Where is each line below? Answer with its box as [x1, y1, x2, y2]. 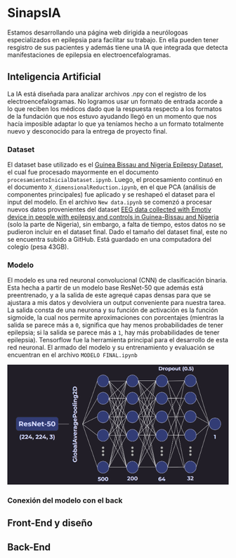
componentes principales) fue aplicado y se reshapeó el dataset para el [7, 190, 216, 199]
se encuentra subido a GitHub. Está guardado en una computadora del [7, 235, 212, 244]
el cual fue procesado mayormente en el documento [7, 168, 159, 176]
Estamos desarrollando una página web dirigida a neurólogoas [7, 28, 188, 37]
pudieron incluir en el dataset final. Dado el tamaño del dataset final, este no [7, 228, 228, 236]
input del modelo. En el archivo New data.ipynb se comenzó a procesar [7, 198, 212, 207]
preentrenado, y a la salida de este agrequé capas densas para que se [7, 291, 211, 299]
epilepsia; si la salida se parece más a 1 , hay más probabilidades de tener [7, 328, 220, 337]
